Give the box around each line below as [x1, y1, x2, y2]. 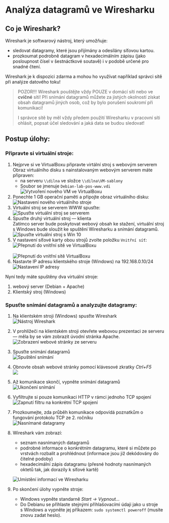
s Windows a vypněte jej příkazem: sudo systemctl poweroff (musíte [20, 506, 163, 513]
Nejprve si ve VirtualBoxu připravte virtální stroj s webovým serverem [12, 161, 157, 167]
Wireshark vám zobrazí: [12, 430, 62, 436]
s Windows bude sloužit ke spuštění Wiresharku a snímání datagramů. [12, 226, 159, 232]
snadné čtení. [12, 64, 41, 69]
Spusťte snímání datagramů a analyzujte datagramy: [5, 301, 138, 308]
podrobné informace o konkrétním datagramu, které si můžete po [20, 445, 156, 451]
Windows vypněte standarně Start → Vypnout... [20, 496, 120, 502]
